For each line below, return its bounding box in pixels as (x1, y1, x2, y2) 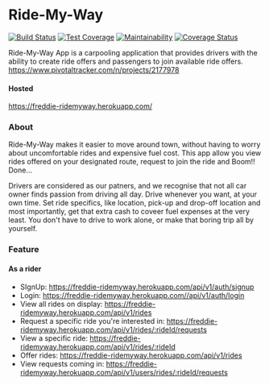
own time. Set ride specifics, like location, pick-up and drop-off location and (8, 198, 261, 208)
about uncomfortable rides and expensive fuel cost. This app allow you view (8, 148, 262, 158)
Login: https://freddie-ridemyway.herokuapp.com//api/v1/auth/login (19, 290, 245, 300)
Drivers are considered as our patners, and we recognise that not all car (8, 181, 247, 191)
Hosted (8, 83, 34, 93)
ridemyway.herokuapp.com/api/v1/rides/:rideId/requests (19, 325, 208, 334)
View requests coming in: (19, 358, 105, 368)
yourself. (8, 224, 38, 234)
